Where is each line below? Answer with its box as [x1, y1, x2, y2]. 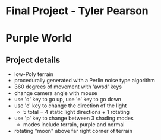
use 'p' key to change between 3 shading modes [14, 114, 134, 122]
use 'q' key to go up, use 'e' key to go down [14, 96, 121, 103]
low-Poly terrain [14, 71, 54, 78]
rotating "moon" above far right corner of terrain [14, 128, 133, 135]
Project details [5, 55, 61, 65]
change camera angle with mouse [14, 90, 97, 97]
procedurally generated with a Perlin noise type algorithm [14, 77, 156, 84]
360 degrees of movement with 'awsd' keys [14, 83, 122, 90]
